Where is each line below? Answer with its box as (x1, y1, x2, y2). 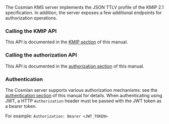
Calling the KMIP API (5, 27, 57, 34)
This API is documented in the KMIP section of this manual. (5, 39, 128, 45)
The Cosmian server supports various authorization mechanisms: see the (5, 87, 158, 93)
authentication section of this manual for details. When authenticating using (5, 92, 162, 98)
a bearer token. (5, 103, 37, 109)
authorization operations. (5, 15, 58, 21)
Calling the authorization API (5, 51, 77, 58)
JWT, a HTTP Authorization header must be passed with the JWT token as (5, 98, 162, 104)
